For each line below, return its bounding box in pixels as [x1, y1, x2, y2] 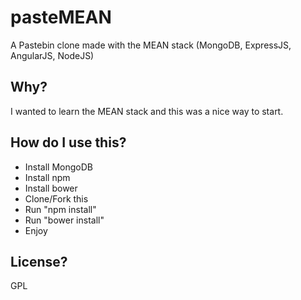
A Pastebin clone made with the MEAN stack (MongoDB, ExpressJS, [10, 39, 292, 51]
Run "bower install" [24, 214, 105, 226]
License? [10, 253, 68, 270]
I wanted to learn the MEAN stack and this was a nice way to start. [10, 105, 284, 117]
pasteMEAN [10, 6, 112, 29]
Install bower [24, 182, 78, 194]
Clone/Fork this [24, 192, 89, 205]
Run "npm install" [24, 203, 97, 215]
